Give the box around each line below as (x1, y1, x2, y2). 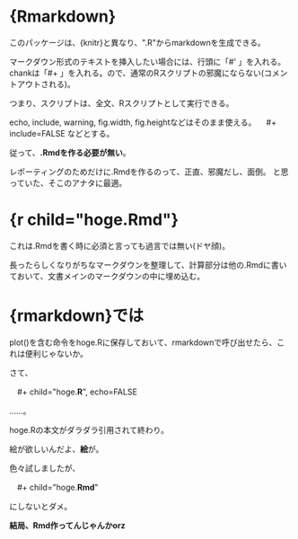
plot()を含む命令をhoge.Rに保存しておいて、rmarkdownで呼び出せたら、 (9, 337, 277, 348)
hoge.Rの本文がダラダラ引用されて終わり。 (9, 424, 169, 435)
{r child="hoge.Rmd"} (9, 209, 180, 230)
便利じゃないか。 (24, 348, 88, 358)
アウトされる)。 (16, 78, 76, 89)
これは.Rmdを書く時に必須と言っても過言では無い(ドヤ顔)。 (9, 240, 231, 251)
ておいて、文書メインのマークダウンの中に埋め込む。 (9, 270, 205, 281)
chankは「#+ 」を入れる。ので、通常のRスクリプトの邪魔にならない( (9, 67, 265, 78)
